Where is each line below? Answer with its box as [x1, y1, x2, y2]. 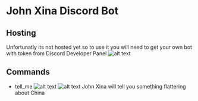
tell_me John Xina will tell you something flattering [14, 83, 186, 90]
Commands [6, 67, 51, 77]
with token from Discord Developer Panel [6, 50, 107, 57]
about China [14, 89, 45, 96]
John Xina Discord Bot [6, 4, 119, 18]
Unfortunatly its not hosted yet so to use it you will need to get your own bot [6, 43, 192, 50]
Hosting [6, 28, 37, 38]
